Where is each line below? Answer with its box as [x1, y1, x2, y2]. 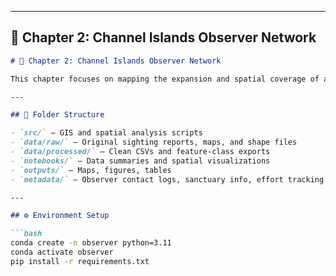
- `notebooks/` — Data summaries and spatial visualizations [10, 156, 271, 166]
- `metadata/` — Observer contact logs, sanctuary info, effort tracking [10, 174, 325, 185]
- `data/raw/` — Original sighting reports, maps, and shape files [10, 137, 298, 148]
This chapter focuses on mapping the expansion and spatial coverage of [10, 74, 320, 84]
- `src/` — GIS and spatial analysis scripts [10, 128, 203, 138]
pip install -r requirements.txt [10, 256, 150, 266]
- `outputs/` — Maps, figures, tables [10, 165, 172, 175]
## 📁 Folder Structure [10, 110, 105, 120]
